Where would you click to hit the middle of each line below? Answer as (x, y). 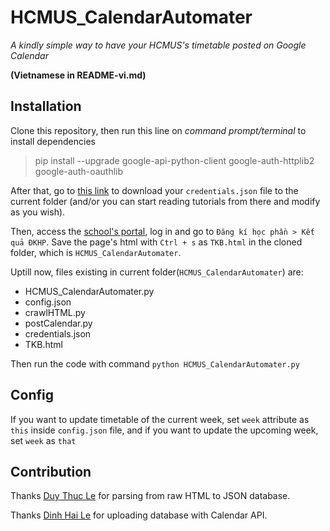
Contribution (51, 471)
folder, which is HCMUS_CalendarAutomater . (96, 252)
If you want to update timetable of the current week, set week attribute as (160, 419)
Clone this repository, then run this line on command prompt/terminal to (158, 130)
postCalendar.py (58, 323)
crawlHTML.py (55, 312)
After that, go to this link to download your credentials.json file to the (154, 190)
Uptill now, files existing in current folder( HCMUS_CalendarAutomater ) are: (157, 272)
